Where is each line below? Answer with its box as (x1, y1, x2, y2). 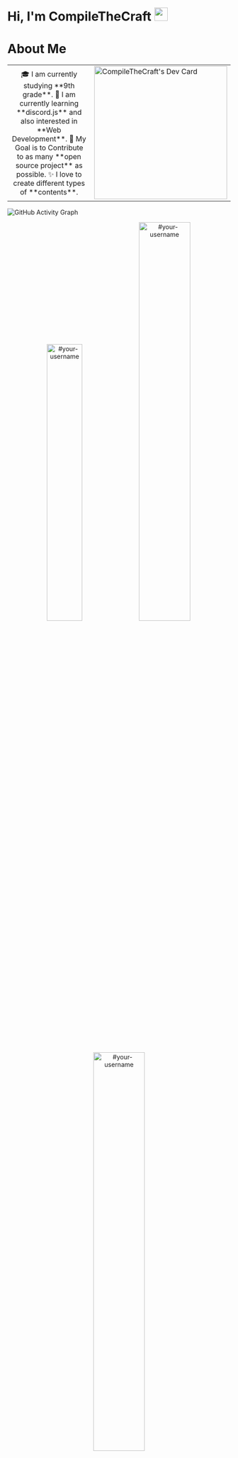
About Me (7, 41, 67, 57)
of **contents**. (20, 187, 79, 197)
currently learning (19, 98, 79, 108)
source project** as (15, 160, 83, 170)
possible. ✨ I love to (16, 169, 82, 179)
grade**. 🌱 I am (22, 89, 76, 99)
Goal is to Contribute (14, 143, 84, 153)
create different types (13, 178, 85, 188)
